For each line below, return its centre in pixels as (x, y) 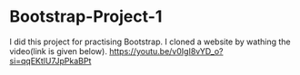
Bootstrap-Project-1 (86, 17)
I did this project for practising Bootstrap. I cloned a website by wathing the (150, 42)
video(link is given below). (58, 51)
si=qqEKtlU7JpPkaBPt (50, 61)
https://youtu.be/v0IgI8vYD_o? (166, 51)
